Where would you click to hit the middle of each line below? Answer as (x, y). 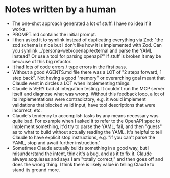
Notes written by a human (60, 9)
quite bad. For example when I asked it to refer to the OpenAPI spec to (86, 121)
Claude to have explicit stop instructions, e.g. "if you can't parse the (83, 137)
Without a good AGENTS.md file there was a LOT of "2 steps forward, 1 (87, 72)
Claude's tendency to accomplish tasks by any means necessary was (85, 115)
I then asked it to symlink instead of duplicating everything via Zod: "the (88, 40)
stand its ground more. (36, 170)
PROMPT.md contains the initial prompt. (54, 34)
